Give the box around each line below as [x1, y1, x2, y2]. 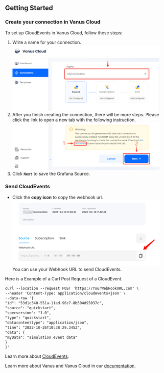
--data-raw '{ [5, 296, 34, 301]
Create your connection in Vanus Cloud [5, 19, 101, 25]
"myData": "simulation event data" [5, 335, 78, 340]
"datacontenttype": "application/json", [5, 321, 89, 325]
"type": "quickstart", [5, 316, 51, 321]
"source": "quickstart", [5, 306, 56, 311]
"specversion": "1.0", [5, 311, 51, 316]
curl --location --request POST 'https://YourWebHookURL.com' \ [5, 286, 139, 291]
